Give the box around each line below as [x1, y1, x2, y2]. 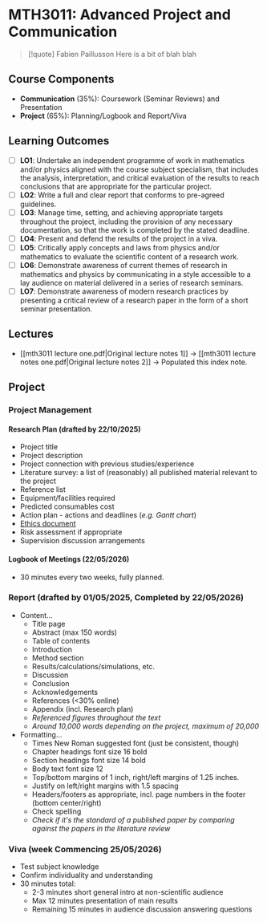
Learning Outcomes [8, 134, 110, 148]
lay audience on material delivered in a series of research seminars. [19, 278, 244, 287]
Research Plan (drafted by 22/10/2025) [8, 424, 141, 434]
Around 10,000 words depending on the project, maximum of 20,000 [31, 721, 259, 731]
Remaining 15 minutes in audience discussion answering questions [31, 904, 253, 914]
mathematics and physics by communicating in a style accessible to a [19, 269, 251, 278]
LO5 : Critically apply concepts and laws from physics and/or [19, 242, 220, 252]
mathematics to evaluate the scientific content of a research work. [19, 251, 239, 262]
